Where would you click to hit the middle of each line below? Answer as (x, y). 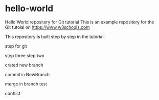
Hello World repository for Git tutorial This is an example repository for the (80, 22)
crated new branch (24, 65)
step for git (16, 46)
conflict (13, 93)
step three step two (25, 55)
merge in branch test (26, 84)
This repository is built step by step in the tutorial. (55, 37)
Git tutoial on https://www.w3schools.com (47, 27)
